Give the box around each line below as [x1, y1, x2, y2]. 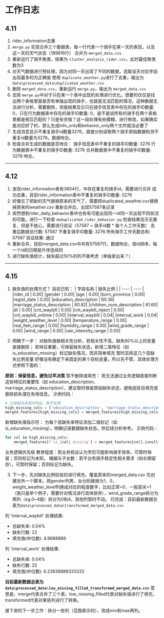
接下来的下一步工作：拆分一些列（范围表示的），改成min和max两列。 [5, 608, 143, 613]
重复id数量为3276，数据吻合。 [12, 135, 74, 140]
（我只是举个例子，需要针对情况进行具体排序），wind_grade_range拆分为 [12, 490, 159, 496]
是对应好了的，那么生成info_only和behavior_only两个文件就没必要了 [12, 123, 148, 128]
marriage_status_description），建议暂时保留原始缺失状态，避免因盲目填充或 [5, 385, 159, 390]
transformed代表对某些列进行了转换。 [5, 597, 82, 603]
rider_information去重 [12, 38, 56, 44]
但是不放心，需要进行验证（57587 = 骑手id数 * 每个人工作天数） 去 [20, 222, 155, 228]
